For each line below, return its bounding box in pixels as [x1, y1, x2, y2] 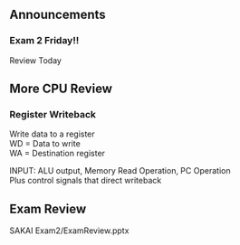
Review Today [9, 54, 62, 66]
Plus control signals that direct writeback [9, 175, 162, 186]
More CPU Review [9, 81, 113, 97]
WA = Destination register [9, 148, 106, 159]
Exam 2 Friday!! [9, 34, 80, 47]
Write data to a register [9, 128, 95, 139]
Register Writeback [9, 108, 97, 120]
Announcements [9, 7, 106, 23]
